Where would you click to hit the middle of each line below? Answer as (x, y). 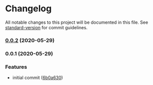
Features (16, 67)
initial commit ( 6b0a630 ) (38, 78)
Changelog (28, 9)
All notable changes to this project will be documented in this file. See (77, 22)
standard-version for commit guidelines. (46, 27)
